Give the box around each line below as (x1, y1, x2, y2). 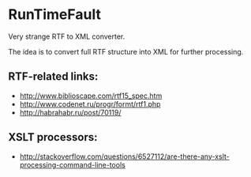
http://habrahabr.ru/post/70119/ (19, 107, 122, 117)
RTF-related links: (8, 70, 99, 84)
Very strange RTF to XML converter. (8, 32, 126, 41)
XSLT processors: (8, 130, 98, 144)
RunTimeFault (8, 6, 101, 24)
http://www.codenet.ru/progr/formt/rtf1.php (19, 99, 161, 108)
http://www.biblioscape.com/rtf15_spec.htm (19, 91, 163, 100)
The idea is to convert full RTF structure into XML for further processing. (8, 47, 244, 56)
